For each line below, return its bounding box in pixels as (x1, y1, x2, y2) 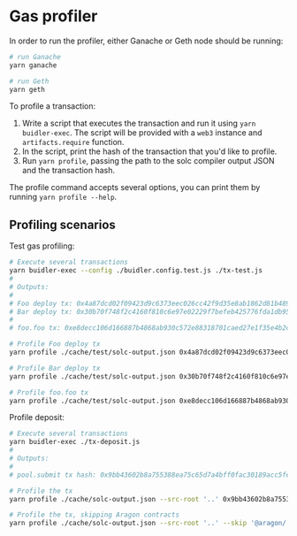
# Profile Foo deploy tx (9, 340, 101, 348)
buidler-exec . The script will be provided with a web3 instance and (21, 127, 263, 138)
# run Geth (9, 77, 49, 86)
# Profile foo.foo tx (9, 387, 89, 397)
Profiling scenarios (9, 217, 117, 232)
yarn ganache (9, 60, 57, 70)
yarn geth (9, 85, 46, 94)
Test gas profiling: (9, 241, 75, 251)
